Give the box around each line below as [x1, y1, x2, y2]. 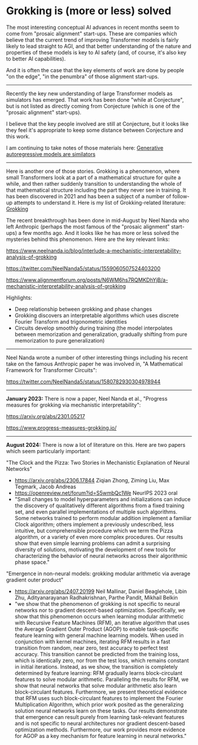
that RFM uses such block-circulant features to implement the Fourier [14, 694, 184, 702]
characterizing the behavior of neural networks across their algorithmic [14, 552, 188, 559]
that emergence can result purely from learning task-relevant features [14, 713, 184, 720]
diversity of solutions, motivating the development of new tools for [14, 546, 176, 553]
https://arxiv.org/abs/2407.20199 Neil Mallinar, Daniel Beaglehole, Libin [14, 588, 187, 595]
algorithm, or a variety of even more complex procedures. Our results [14, 533, 183, 540]
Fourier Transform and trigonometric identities [14, 318, 127, 325]
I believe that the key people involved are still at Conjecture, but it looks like [6, 120, 189, 127]
